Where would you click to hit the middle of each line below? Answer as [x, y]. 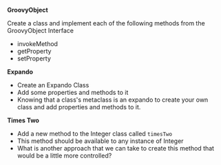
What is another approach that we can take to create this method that [116, 148]
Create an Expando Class [53, 85]
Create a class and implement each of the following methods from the [106, 23]
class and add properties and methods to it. [79, 107]
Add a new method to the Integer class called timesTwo [95, 134]
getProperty [34, 51]
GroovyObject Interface [41, 31]
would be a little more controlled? [64, 155]
